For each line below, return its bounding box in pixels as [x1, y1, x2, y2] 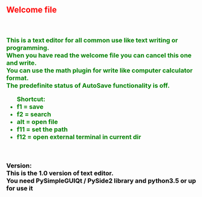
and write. [6, 59, 37, 67]
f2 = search [16, 110, 51, 118]
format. [6, 74, 29, 82]
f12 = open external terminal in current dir [16, 133, 142, 141]
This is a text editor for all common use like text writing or [6, 36, 178, 44]
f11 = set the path [16, 125, 68, 134]
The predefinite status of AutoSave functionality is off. [6, 81, 170, 89]
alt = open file [16, 118, 59, 126]
